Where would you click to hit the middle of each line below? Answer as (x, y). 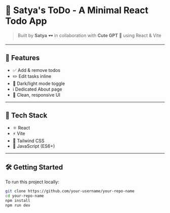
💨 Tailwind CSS (28, 141)
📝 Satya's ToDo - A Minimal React (77, 10)
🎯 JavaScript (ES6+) (34, 146)
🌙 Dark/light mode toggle (39, 83)
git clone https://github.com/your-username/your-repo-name (70, 191)
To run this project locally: (32, 182)
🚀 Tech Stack (26, 116)
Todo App (26, 21)
